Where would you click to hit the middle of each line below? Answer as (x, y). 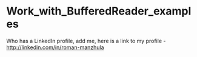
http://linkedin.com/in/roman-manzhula (55, 47)
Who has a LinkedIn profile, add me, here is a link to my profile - (86, 41)
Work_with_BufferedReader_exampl (99, 11)
